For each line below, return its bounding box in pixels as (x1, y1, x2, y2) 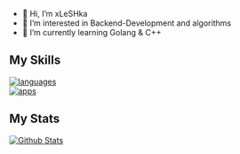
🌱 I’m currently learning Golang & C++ (21, 27, 162, 37)
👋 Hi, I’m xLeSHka (21, 9, 88, 19)
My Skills (9, 53, 61, 68)
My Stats (9, 112, 60, 127)
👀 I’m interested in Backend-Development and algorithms (21, 18, 232, 28)
